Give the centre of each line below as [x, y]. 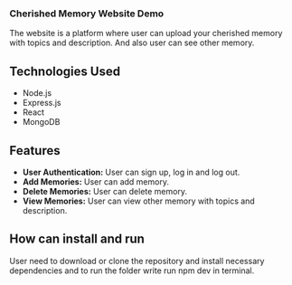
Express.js [42, 103]
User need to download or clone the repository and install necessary [137, 261]
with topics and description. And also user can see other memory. [132, 43]
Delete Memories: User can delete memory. [105, 191]
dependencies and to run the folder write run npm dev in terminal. [132, 271]
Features [35, 151]
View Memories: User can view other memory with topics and [138, 201]
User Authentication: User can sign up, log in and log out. [131, 172]
